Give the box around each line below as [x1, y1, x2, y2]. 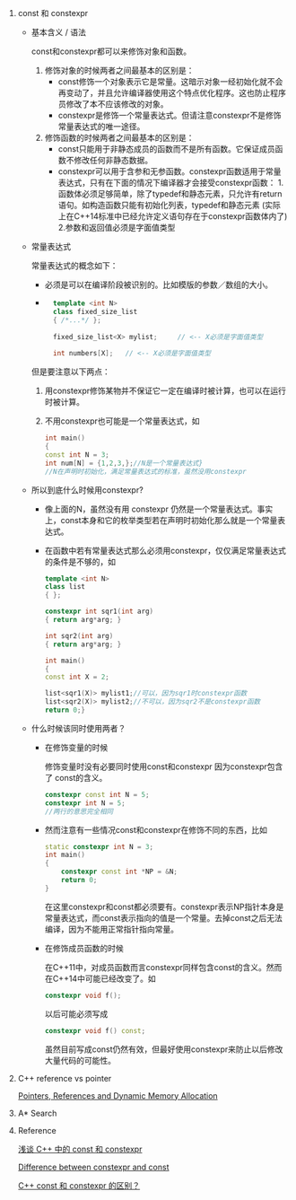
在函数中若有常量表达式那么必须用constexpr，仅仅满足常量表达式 [44, 545, 287, 556]
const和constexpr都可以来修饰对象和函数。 [30, 46, 192, 57]
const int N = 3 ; [44, 450, 110, 460]
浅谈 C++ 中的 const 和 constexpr [17, 1143, 143, 1154]
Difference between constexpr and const [17, 1161, 170, 1172]
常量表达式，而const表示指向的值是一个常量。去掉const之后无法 [44, 912, 283, 923]
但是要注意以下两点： [30, 366, 110, 377]
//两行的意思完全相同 [44, 807, 114, 816]
